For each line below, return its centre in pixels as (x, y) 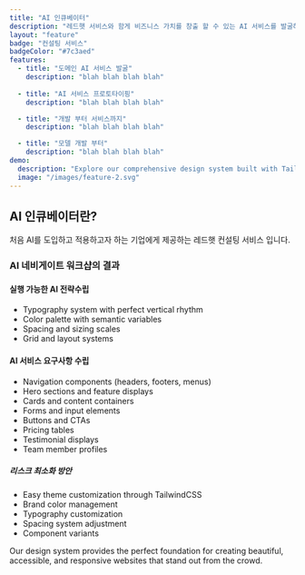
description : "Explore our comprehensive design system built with (148, 169)
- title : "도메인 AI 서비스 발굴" (75, 69)
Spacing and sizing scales (71, 329)
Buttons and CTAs (56, 420)
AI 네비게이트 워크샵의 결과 (64, 266)
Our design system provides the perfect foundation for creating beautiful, (147, 550)
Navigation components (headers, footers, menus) (117, 382)
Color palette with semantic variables (92, 320)
